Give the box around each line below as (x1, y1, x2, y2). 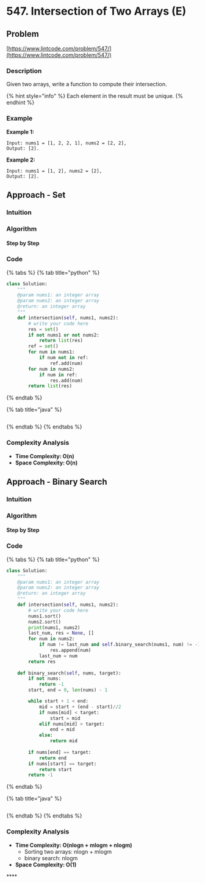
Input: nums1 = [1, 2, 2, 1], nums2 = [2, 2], (6, 140, 127, 146)
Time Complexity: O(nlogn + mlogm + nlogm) (15, 841, 132, 849)
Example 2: (6, 156, 35, 163)
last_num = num (38, 653, 78, 659)
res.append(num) (49, 647, 92, 654)
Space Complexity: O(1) (15, 861, 77, 868)
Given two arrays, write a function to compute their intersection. (6, 81, 167, 88)
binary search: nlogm (24, 854, 78, 862)
